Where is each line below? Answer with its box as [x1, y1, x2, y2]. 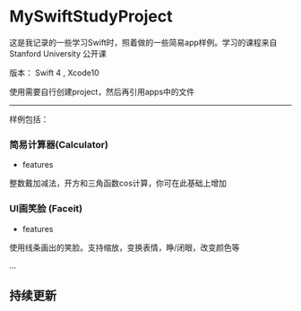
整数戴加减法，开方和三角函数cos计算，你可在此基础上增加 [9, 177, 227, 189]
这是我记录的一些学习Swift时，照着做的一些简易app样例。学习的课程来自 [9, 37, 278, 48]
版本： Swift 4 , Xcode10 [9, 67, 100, 78]
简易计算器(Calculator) [9, 138, 109, 151]
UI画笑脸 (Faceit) [9, 203, 83, 215]
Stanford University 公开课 [9, 48, 107, 59]
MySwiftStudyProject [9, 6, 173, 27]
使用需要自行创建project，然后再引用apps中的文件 [9, 86, 195, 97]
